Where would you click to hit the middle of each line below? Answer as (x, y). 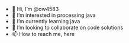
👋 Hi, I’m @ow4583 (35, 9)
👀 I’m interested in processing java (54, 15)
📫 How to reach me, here (43, 34)
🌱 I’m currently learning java (46, 21)
